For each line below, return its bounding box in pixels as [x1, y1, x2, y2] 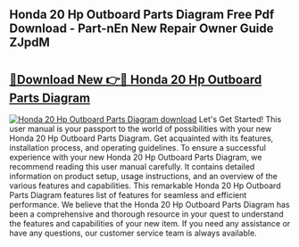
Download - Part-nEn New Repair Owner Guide [9, 21, 274, 37]
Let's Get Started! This [198, 114, 282, 124]
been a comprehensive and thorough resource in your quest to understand [9, 209, 284, 219]
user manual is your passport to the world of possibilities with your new [9, 124, 272, 134]
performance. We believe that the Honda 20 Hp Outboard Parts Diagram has [9, 200, 290, 210]
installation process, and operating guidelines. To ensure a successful [9, 143, 266, 152]
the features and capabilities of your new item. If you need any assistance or [9, 218, 291, 228]
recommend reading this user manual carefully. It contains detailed [9, 161, 255, 172]
